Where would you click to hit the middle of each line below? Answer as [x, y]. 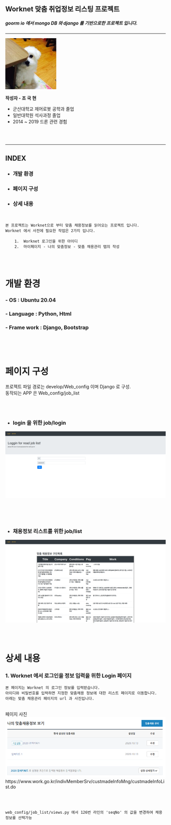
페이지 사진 [16, 714]
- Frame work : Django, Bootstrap [47, 327]
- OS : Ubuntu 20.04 [31, 300]
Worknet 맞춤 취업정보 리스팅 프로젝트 [63, 9]
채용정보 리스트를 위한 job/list [47, 531]
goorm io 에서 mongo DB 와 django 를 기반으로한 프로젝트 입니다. [72, 23]
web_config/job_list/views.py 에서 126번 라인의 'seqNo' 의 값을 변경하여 [79, 813]
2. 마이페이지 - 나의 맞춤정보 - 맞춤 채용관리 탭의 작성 [67, 246]
